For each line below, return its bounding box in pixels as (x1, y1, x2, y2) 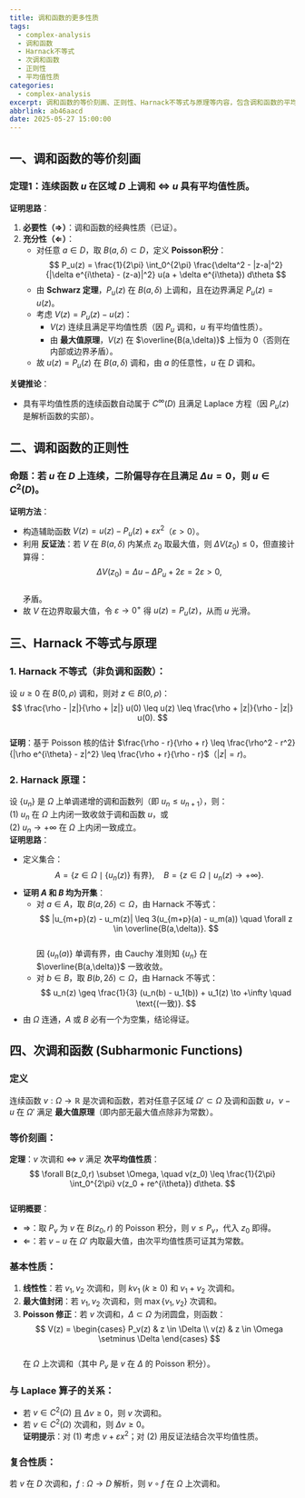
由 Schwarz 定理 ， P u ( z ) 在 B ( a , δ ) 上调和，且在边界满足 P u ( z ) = (35, 284, 274, 297)
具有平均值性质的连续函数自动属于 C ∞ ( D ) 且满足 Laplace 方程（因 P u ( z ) (22, 396, 290, 411)
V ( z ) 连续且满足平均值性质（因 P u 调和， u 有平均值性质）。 (49, 322, 268, 335)
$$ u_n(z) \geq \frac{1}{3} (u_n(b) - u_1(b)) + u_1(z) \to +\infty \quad (40, 987, 292, 998)
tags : (9, 22, 30, 31)
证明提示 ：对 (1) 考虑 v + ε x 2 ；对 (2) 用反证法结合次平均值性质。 (22, 1429, 263, 1442)
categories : (9, 81, 54, 90)
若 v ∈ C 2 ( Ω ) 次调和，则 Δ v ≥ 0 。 (22, 1417, 150, 1430)
